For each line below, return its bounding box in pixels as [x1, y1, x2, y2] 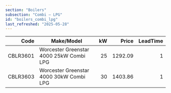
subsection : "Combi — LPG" [5, 12, 63, 17]
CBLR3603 [8, 73, 35, 80]
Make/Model [50, 37, 82, 44]
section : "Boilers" [5, 7, 47, 13]
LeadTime [138, 37, 163, 44]
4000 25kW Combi [39, 53, 85, 60]
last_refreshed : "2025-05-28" [5, 21, 70, 27]
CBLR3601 [8, 53, 35, 60]
